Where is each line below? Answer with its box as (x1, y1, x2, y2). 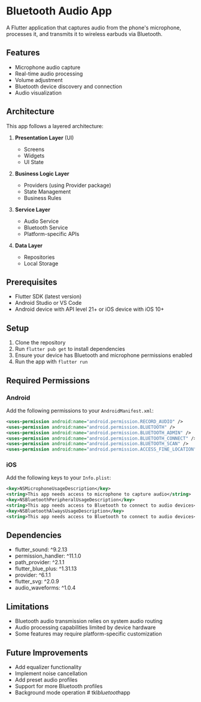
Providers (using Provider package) (23, 181, 112, 189)
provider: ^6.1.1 (14, 571, 51, 579)
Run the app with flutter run (14, 358, 88, 365)
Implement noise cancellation (14, 670, 88, 677)
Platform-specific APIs (23, 230, 80, 237)
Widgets (23, 152, 45, 159)
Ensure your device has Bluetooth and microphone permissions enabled (14, 352, 193, 359)
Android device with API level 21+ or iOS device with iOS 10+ (14, 305, 165, 313)
